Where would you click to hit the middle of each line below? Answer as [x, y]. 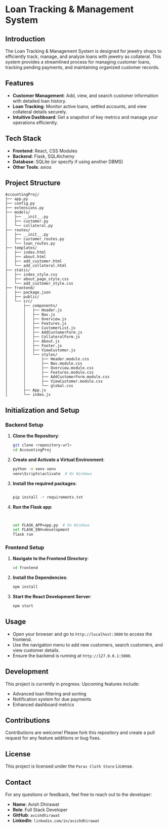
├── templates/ [21, 248]
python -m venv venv [34, 469]
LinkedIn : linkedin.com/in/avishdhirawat [56, 821]
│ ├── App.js [26, 390]
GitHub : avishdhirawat [36, 815]
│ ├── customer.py [27, 221]
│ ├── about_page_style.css [37, 279]
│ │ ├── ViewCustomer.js [40, 350]
